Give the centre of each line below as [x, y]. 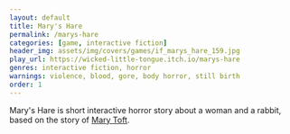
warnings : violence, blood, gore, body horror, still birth [125, 76]
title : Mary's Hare [46, 26]
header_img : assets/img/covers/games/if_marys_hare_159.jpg [125, 51]
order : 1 [26, 85]
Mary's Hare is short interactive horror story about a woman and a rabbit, [145, 110]
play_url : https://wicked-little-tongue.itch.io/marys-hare [125, 59]
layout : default [40, 18]
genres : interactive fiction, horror [80, 68]
